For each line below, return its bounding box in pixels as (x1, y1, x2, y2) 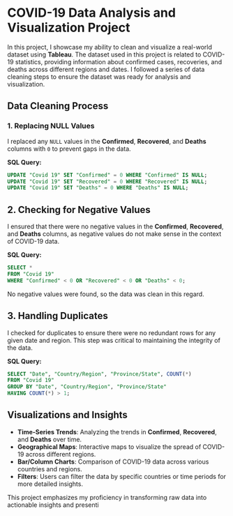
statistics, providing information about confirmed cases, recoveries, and (15, 57, 222, 66)
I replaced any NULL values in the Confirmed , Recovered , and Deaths (7, 137, 206, 145)
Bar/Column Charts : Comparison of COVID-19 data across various (17, 457, 209, 466)
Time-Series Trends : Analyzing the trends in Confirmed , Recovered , (17, 427, 218, 436)
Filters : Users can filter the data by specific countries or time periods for (17, 472, 227, 480)
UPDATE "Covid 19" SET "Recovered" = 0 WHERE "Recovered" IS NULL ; (7, 178, 208, 185)
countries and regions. (17, 464, 82, 473)
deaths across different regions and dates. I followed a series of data (7, 65, 205, 73)
